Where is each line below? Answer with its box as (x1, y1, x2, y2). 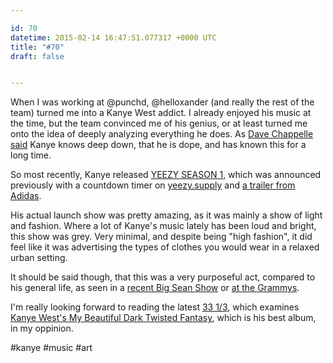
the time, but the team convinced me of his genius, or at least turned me (10, 117, 308, 130)
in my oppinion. (10, 322, 74, 335)
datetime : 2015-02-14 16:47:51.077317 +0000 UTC (10, 32, 217, 43)
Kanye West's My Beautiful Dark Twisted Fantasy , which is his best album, (10, 312, 317, 324)
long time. (10, 149, 52, 161)
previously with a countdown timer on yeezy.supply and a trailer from (10, 179, 296, 191)
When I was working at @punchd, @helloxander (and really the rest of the (10, 96, 315, 108)
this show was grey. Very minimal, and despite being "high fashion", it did (10, 231, 313, 243)
